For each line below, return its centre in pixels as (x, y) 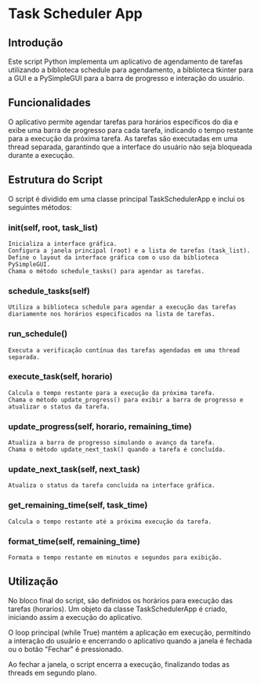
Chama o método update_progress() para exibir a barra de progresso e (126, 400)
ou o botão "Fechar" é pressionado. (66, 649)
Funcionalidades (50, 103)
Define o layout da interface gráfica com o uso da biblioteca (114, 257)
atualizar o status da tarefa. (59, 407)
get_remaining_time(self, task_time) (78, 505)
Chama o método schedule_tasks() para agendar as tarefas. (107, 271)
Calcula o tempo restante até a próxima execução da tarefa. (110, 522)
